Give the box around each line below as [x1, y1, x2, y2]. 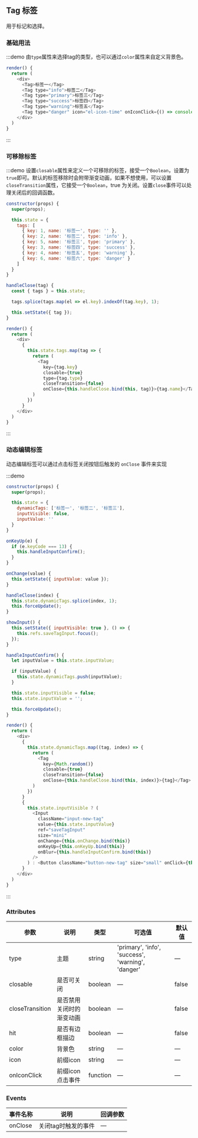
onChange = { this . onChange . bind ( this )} [37, 838, 131, 844]
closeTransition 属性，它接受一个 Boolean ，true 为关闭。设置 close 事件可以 [6, 181, 187, 188]
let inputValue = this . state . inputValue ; [11, 657, 115, 664]
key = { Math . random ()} [43, 761, 94, 767]
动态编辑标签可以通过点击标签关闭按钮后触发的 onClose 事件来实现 [6, 460, 167, 468]
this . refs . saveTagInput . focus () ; [16, 630, 99, 636]
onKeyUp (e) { [6, 538, 38, 544]
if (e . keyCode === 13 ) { [11, 543, 72, 549]
